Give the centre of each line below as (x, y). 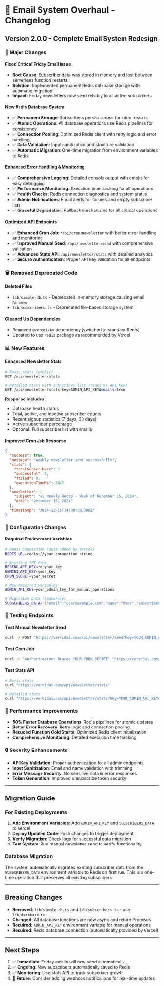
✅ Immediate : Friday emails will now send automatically (69, 962)
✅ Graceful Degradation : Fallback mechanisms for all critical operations (85, 211)
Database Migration (29, 856)
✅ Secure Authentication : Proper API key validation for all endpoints (81, 259)
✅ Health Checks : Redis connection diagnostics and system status (80, 194)
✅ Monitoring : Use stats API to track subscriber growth (68, 973)
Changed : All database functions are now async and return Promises (82, 919)
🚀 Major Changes (26, 52)
